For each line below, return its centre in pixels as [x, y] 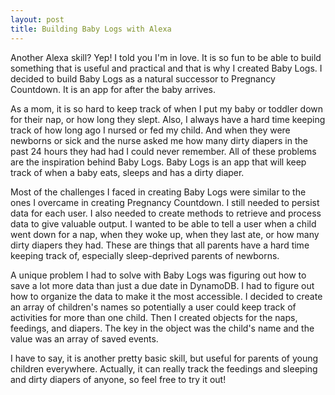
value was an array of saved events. [84, 338]
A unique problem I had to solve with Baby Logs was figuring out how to [158, 275]
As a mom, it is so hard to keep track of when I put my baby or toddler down [167, 108]
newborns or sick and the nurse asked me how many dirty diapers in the [159, 140]
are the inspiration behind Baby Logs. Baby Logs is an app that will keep [158, 162]
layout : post [37, 19]
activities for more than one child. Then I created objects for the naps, [154, 317]
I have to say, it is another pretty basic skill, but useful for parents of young [164, 358]
